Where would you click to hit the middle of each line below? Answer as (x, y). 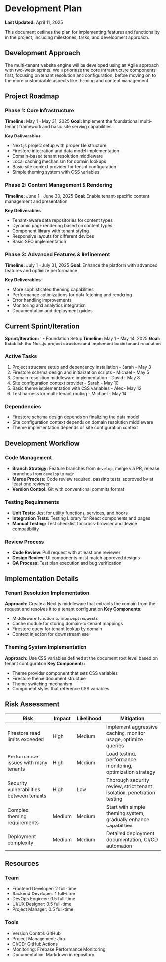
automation (119, 846)
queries (115, 745)
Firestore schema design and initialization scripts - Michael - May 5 (81, 372)
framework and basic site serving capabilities (65, 127)
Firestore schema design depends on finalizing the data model (76, 417)
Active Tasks (21, 356)
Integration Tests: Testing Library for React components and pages (81, 518)
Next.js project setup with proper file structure (59, 146)
